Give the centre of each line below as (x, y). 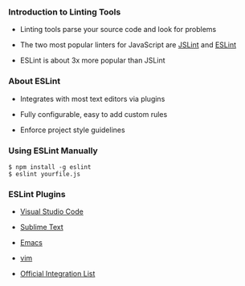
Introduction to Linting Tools (65, 12)
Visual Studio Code (52, 211)
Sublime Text (42, 228)
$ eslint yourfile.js (45, 174)
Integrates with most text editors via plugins (92, 99)
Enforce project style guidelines (73, 130)
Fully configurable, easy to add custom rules (94, 114)
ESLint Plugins (37, 194)
